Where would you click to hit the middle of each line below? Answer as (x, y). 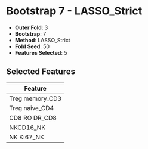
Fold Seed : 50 (32, 46)
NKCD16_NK (27, 128)
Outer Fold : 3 (31, 27)
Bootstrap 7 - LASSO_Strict (74, 11)
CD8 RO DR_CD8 (33, 117)
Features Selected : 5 (41, 52)
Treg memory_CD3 (35, 98)
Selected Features (41, 72)
